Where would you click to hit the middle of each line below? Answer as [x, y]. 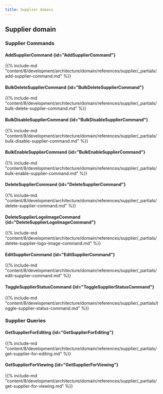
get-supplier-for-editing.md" [34, 353]
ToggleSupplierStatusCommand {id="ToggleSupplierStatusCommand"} [80, 287]
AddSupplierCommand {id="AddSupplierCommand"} [60, 55]
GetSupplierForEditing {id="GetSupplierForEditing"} [59, 332]
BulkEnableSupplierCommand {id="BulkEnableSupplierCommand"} [75, 152]
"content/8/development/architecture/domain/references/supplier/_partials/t [82, 303]
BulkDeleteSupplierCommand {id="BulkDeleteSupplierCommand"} [75, 87]
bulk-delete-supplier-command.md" [41, 108]
